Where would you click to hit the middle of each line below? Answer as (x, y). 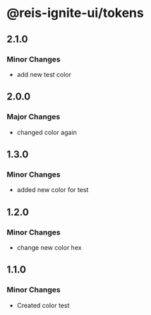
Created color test (43, 305)
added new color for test (53, 190)
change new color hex (49, 247)
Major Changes (34, 117)
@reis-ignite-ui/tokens (75, 13)
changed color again (47, 132)
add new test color (44, 74)
